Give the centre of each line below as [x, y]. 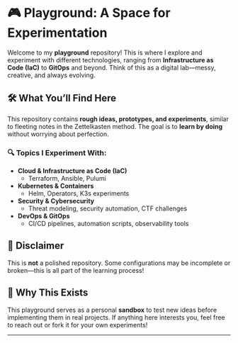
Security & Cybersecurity [56, 201]
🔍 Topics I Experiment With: [57, 152]
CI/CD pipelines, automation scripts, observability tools [108, 224]
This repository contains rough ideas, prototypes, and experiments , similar [118, 119]
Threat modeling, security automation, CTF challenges [108, 208]
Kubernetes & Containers [56, 186]
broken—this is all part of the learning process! [76, 270]
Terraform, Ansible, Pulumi [67, 179]
